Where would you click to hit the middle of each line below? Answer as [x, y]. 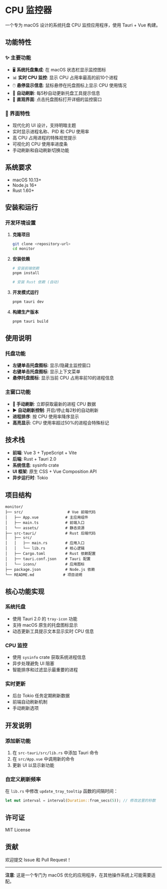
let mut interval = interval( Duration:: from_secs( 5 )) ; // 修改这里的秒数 [81, 801]
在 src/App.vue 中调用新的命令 [43, 759]
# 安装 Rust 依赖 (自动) [36, 282]
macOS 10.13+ [27, 180]
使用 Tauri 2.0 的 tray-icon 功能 [45, 619]
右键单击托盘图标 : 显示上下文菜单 [46, 372]
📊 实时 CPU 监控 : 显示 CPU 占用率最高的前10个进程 [65, 77]
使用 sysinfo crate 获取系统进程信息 [49, 657]
